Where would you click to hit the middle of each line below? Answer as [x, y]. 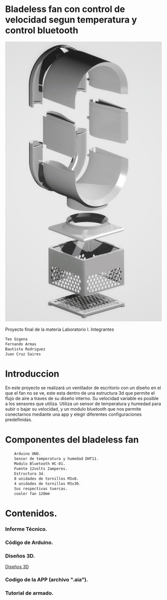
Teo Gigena [16, 339]
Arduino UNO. [28, 454]
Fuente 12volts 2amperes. [41, 469]
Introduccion [32, 374]
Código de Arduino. [29, 542]
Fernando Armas [21, 344]
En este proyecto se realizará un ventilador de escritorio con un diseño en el [83, 388]
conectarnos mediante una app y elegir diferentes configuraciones [74, 414]
